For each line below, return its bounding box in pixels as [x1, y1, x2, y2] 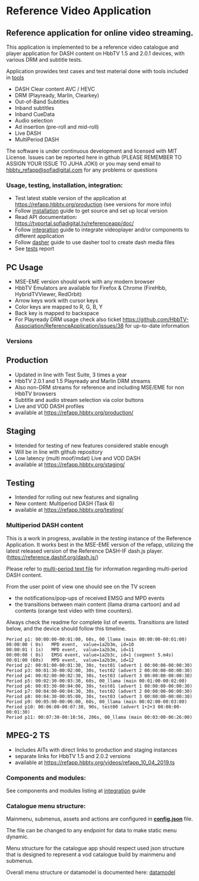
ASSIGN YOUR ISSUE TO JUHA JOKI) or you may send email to [6, 160, 162, 167]
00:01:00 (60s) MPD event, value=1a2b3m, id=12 [6, 657, 134, 663]
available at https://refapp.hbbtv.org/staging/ [14, 461, 125, 468]
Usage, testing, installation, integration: [6, 181, 123, 189]
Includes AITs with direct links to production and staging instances [14, 746, 178, 753]
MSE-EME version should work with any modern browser [14, 278, 155, 286]
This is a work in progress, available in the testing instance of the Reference [6, 534, 192, 541]
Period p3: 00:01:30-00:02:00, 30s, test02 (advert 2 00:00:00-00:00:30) [6, 667, 193, 673]
